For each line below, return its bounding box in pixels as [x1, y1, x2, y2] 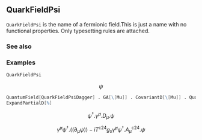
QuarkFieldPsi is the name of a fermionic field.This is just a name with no [6, 20, 187, 28]
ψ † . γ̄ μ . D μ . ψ [87, 111, 115, 121]
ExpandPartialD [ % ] [6, 100, 52, 106]
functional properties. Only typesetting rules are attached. [6, 27, 150, 34]
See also [6, 42, 32, 50]
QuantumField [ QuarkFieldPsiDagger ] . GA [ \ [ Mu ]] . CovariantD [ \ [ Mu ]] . [6, 94, 187, 100]
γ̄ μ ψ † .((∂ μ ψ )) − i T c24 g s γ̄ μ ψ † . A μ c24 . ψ [57, 125, 145, 135]
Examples [6, 58, 36, 67]
